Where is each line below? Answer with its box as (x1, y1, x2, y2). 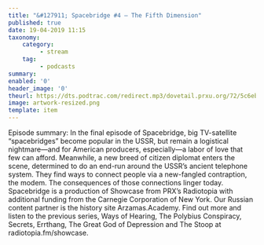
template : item (8, 107, 58, 115)
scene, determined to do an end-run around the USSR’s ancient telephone (8, 162, 248, 170)
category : (22, 41, 55, 49)
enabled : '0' (8, 77, 51, 85)
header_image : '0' (8, 84, 68, 93)
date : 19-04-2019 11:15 (8, 26, 86, 34)
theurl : (8, 92, 34, 100)
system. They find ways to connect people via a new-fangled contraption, (8, 170, 247, 179)
